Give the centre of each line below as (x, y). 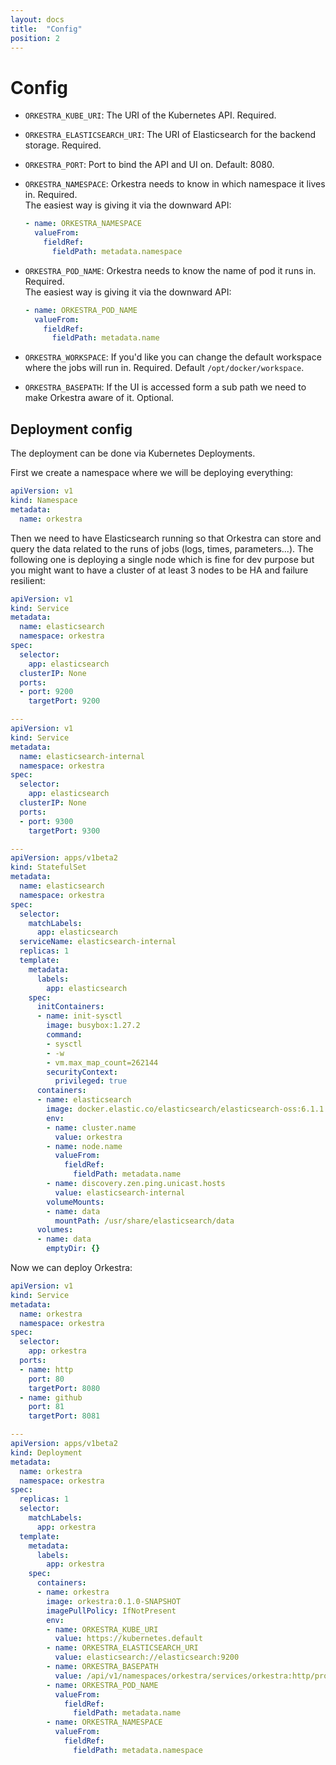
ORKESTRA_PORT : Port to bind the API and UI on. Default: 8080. (149, 165)
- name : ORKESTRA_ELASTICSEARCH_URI (122, 1648)
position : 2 (35, 38)
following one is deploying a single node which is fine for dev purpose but (162, 559)
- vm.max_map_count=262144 (102, 1062)
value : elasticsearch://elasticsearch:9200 (147, 1657)
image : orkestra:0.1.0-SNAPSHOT (114, 1601)
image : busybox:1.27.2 (93, 1026)
